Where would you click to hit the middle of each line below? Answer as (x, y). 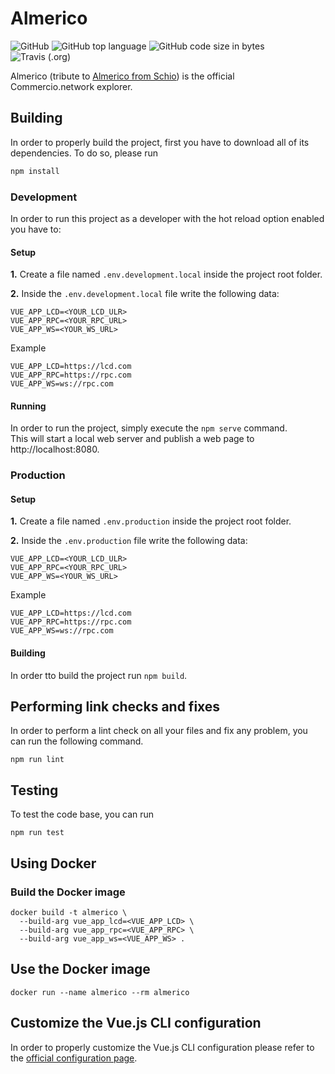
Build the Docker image (68, 892)
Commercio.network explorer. (71, 86)
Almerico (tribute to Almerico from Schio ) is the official (122, 76)
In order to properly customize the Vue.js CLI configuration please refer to (162, 1047)
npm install (35, 171)
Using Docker (53, 863)
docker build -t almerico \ (69, 912)
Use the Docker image (80, 969)
